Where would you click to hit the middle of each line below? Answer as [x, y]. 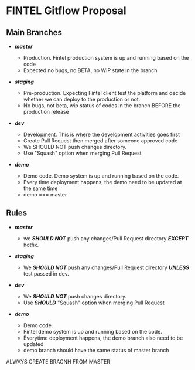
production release [46, 112]
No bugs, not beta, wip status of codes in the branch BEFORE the [102, 106]
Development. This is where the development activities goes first [102, 134]
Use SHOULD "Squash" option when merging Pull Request [94, 303]
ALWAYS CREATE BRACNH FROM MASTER [58, 361]
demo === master [45, 194]
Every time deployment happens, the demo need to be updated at [103, 182]
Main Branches [34, 33]
